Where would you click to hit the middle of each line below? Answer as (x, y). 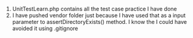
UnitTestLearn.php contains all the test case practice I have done (94, 9)
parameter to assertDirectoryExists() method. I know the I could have (100, 22)
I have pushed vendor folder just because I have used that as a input (99, 15)
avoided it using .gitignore (45, 28)
